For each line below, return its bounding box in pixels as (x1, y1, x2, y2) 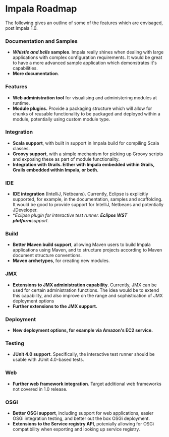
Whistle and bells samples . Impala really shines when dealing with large (12, 49, 164, 55)
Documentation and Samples (5, 37, 78, 44)
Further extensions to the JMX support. (12, 303, 97, 309)
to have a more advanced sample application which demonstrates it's (12, 60, 157, 66)
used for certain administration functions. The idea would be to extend (12, 287, 159, 293)
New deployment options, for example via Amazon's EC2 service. (12, 327, 153, 333)
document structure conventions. (12, 253, 82, 259)
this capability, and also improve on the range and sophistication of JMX (12, 292, 163, 298)
